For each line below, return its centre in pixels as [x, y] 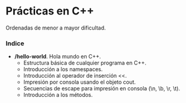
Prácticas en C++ [50, 11]
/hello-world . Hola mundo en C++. [57, 57]
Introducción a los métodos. [58, 95]
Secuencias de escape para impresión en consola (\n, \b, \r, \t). [102, 89]
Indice [15, 43]
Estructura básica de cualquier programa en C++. [85, 63]
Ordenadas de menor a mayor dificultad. [56, 28]
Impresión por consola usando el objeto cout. [79, 82]
